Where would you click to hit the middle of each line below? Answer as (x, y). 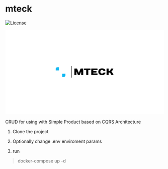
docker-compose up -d (42, 161)
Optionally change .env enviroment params (57, 141)
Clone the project (30, 132)
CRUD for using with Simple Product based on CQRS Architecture (73, 122)
